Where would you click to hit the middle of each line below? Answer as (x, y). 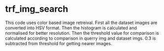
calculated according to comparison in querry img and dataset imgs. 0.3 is (81, 38)
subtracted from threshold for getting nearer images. (59, 43)
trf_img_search (37, 9)
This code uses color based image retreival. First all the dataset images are (81, 23)
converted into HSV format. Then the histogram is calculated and (71, 27)
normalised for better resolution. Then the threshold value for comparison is (82, 33)
